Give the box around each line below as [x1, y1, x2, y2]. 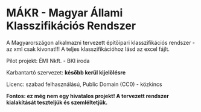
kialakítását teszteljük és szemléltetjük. [6, 99, 108, 106]
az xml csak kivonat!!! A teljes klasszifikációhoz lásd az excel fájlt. [6, 45, 170, 53]
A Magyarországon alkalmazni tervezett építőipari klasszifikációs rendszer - [6, 39, 195, 46]
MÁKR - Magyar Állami [6, 6, 123, 20]
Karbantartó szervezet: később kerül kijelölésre [6, 68, 126, 76]
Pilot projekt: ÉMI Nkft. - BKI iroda [6, 57, 90, 64]
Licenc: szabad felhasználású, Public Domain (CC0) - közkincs [6, 81, 162, 88]
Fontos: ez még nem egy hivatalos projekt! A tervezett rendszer [6, 92, 169, 99]
